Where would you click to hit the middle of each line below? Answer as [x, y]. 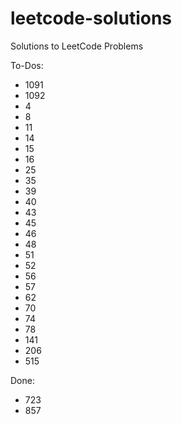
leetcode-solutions [91, 18]
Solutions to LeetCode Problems [77, 46]
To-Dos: [27, 65]
